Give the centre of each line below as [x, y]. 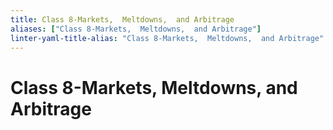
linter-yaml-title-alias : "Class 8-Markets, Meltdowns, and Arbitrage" [167, 38]
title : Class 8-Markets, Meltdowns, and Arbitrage [122, 19]
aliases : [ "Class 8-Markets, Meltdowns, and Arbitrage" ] [136, 29]
